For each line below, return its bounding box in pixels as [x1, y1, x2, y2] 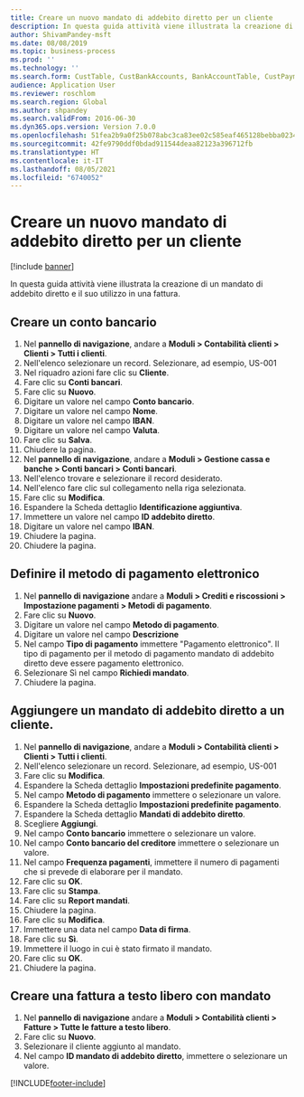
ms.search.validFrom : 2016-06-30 [10, 114, 136, 123]
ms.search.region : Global [10, 97, 107, 107]
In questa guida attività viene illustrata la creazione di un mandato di [10, 279, 263, 289]
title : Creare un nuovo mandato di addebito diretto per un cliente [10, 13, 273, 23]
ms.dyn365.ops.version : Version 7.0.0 [10, 123, 156, 132]
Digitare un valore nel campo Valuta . [23, 425, 161, 435]
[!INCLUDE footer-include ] [10, 1078, 106, 1089]
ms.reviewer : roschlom [10, 89, 96, 98]
